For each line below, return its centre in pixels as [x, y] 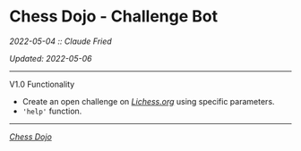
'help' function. [52, 111]
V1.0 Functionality [42, 84]
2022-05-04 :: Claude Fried [60, 41]
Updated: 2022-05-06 [51, 58]
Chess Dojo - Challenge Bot [113, 17]
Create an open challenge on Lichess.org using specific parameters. [148, 101]
